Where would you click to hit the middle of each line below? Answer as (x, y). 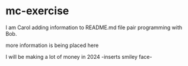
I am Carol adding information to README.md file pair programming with (94, 27)
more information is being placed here (52, 45)
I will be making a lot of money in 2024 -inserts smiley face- (79, 56)
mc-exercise (37, 11)
